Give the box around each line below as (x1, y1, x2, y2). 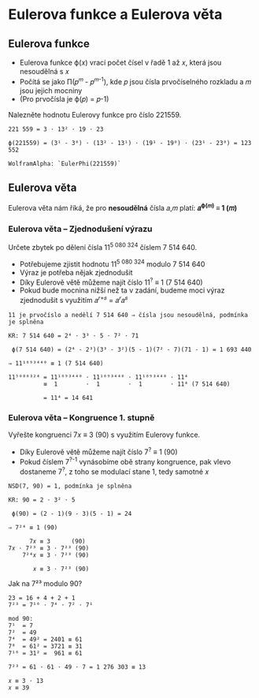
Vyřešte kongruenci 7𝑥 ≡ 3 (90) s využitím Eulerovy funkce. (8, 430, 201, 439)
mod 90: (8, 615, 34, 623)
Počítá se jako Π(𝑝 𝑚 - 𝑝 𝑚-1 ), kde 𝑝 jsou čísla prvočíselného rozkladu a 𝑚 (19, 76, 252, 86)
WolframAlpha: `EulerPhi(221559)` (8, 159, 122, 167)
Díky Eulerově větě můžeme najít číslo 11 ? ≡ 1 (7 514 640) (19, 276, 203, 287)
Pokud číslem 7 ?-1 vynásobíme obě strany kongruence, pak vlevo (19, 456, 231, 466)
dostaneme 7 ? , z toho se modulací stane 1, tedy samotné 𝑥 (19, 465, 209, 476)
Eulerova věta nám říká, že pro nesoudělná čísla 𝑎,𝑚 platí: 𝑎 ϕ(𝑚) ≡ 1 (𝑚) (8, 202, 238, 213)
